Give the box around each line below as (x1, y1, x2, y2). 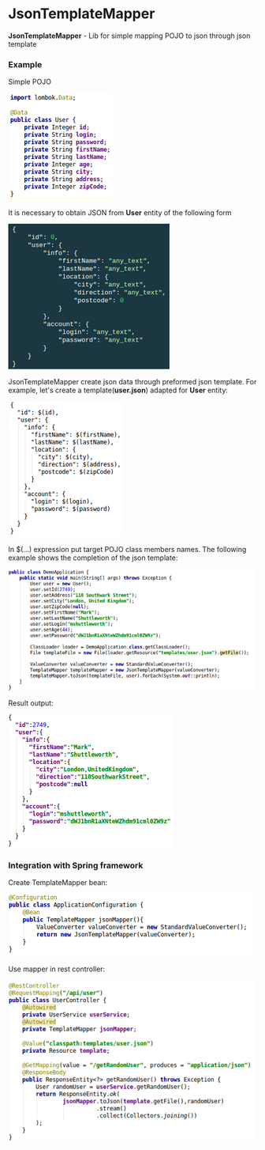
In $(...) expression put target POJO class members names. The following (8, 545, 247, 554)
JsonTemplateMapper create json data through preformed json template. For (8, 377, 257, 387)
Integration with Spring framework (8, 860, 144, 871)
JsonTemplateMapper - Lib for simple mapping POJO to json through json (8, 31, 251, 40)
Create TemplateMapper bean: (8, 877, 108, 887)
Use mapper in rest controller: (8, 964, 106, 974)
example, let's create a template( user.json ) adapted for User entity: (8, 385, 229, 395)
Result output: (8, 698, 54, 708)
